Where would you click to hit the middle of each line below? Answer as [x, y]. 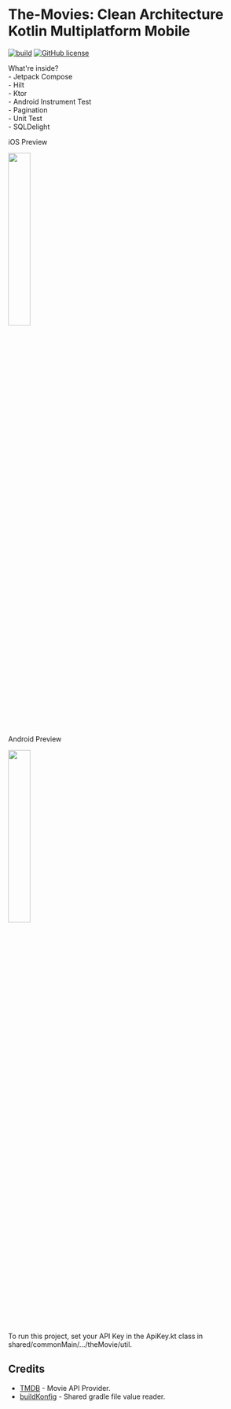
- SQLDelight [29, 127]
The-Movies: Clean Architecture [116, 15]
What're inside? [33, 68]
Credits [27, 1369]
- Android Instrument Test [50, 101]
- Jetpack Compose [40, 76]
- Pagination [28, 110]
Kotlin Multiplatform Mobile [99, 31]
